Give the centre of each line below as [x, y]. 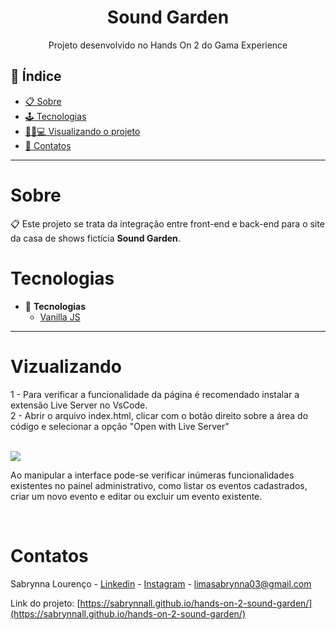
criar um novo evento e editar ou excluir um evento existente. [136, 496]
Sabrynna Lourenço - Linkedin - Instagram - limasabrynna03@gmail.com [161, 583]
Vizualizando [66, 366]
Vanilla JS [60, 317]
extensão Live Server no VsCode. [79, 405]
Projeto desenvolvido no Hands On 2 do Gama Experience [168, 45]
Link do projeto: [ [45, 603]
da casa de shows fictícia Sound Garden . [95, 238]
